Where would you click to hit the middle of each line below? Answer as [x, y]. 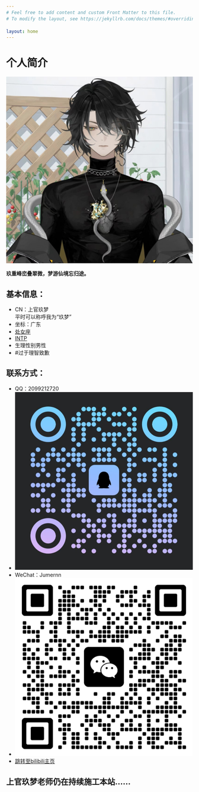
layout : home [22, 31]
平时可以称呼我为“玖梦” [43, 317]
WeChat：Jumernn [38, 575]
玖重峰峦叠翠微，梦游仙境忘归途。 [48, 274]
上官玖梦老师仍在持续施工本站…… [69, 782]
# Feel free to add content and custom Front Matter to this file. [91, 12]
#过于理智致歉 [32, 353]
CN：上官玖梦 [32, 309]
